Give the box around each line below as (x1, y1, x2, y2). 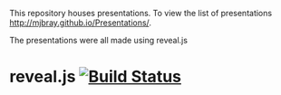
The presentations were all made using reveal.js (9, 35, 189, 45)
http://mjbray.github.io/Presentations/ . (9, 17, 152, 28)
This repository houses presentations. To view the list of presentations (9, 8, 273, 18)
